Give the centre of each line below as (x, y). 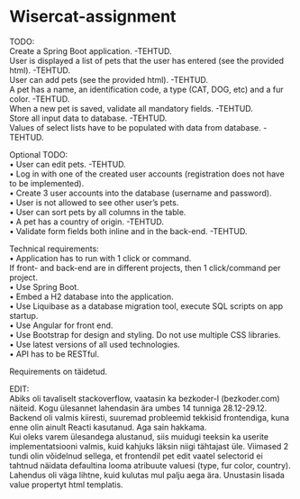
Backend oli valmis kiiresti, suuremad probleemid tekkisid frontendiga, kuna (150, 417)
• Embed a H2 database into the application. (91, 296)
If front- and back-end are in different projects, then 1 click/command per (145, 268)
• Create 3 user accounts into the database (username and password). (141, 193)
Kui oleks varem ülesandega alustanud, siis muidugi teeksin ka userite (139, 436)
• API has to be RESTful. (55, 354)
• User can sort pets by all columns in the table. (98, 212)
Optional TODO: (39, 154)
